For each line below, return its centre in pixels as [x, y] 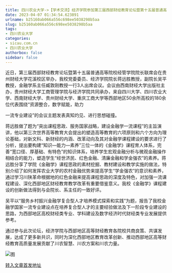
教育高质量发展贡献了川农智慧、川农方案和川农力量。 [66, 243]
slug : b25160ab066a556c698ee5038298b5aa [49, 24]
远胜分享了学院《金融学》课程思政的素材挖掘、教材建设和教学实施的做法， [84, 164]
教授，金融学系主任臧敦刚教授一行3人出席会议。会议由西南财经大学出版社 [83, 85]
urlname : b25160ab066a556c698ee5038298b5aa [52, 19]
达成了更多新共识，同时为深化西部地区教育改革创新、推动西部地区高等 [88, 237]
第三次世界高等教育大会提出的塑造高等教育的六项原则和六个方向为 [92, 133]
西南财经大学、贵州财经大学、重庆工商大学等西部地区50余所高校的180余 [90, 98]
